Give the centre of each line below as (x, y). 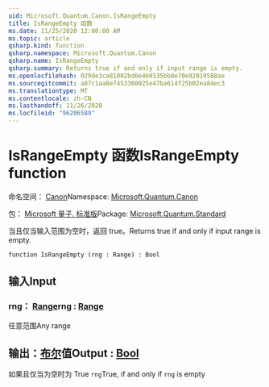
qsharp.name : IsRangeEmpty (54, 61)
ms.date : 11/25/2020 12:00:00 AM (64, 31)
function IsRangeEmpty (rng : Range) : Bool (84, 255)
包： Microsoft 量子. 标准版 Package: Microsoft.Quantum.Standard (117, 214)
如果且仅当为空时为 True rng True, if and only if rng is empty (107, 374)
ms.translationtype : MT (48, 91)
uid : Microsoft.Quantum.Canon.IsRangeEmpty (83, 16)
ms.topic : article (39, 38)
